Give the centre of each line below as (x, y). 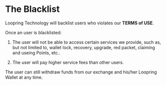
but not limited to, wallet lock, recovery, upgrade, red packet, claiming (83, 47)
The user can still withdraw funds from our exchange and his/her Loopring (81, 72)
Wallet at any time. (24, 77)
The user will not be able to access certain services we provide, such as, (86, 42)
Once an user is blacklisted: (33, 32)
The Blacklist (32, 9)
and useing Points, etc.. (36, 53)
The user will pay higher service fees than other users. (68, 62)
